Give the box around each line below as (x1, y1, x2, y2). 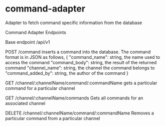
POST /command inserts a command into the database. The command (5, 49, 151, 55)
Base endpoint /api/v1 (5, 39, 50, 45)
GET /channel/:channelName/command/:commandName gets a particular (5, 80, 157, 86)
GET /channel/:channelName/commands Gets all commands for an (5, 95, 143, 101)
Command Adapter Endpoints (5, 29, 66, 35)
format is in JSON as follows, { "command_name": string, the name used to (5, 54, 160, 60)
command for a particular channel (5, 85, 75, 91)
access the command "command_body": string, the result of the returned (5, 59, 157, 65)
